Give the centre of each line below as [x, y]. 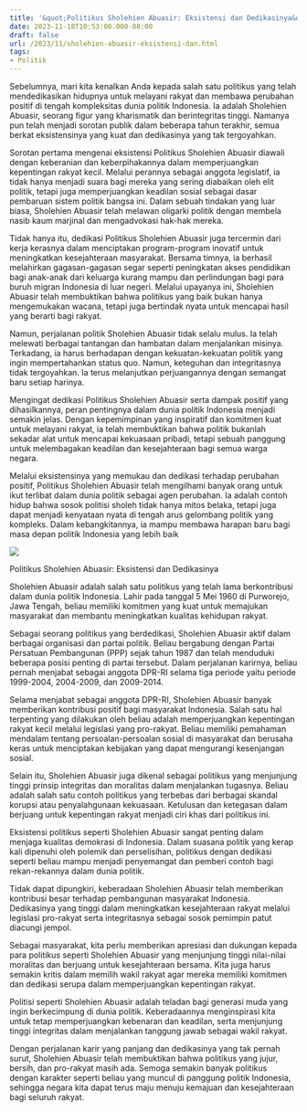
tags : [20, 52]
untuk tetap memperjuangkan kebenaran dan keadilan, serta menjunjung [146, 1021]
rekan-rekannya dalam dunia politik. [77, 871]
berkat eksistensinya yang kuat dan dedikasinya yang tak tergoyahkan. [143, 135]
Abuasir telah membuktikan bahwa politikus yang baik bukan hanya [136, 297]
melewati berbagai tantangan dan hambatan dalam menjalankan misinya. [147, 343]
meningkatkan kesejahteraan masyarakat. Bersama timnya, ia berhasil [141, 258]
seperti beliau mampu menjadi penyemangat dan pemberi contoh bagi [142, 861]
